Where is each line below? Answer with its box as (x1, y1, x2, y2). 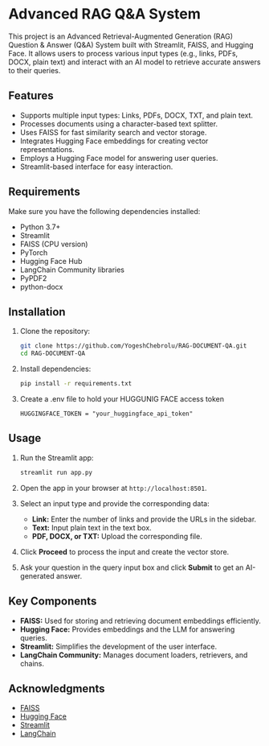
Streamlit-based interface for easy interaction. (19, 162, 173, 171)
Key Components (8, 595, 97, 608)
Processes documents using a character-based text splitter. (19, 118, 218, 129)
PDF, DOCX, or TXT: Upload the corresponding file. (31, 531, 202, 541)
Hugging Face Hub (19, 256, 83, 266)
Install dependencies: (19, 364, 92, 374)
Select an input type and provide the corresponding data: (19, 498, 210, 508)
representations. (19, 144, 75, 154)
